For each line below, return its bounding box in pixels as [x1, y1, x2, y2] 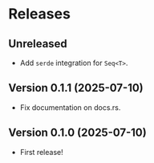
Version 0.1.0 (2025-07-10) [8, 126, 147, 140]
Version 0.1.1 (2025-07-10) [8, 81, 144, 95]
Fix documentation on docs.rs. [19, 102, 121, 112]
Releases [8, 5, 71, 23]
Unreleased [8, 37, 68, 51]
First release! [19, 147, 63, 157]
